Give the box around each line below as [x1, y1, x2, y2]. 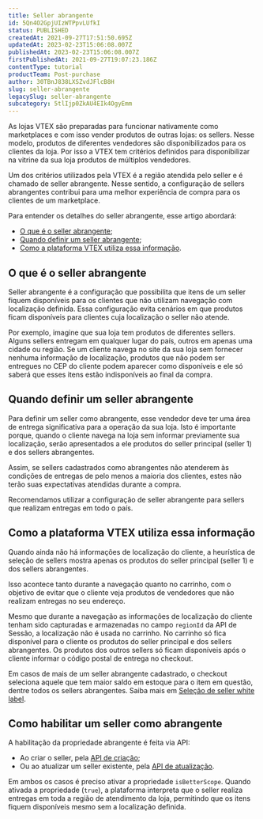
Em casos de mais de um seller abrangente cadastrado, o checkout [8, 669, 227, 678]
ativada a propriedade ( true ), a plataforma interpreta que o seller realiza [8, 785, 243, 795]
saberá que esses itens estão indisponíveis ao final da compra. [8, 370, 213, 379]
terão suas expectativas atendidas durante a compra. [8, 480, 182, 489]
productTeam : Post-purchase [8, 70, 101, 78]
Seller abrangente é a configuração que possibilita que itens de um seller [8, 286, 246, 297]
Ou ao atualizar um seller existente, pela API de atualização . [19, 761, 215, 772]
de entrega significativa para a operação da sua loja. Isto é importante [8, 422, 236, 431]
